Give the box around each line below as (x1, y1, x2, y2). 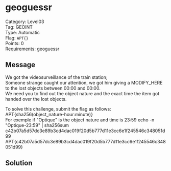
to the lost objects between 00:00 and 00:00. (5, 85, 101, 91)
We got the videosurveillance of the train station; (5, 74, 108, 80)
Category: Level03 (5, 18, 44, 25)
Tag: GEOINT (5, 24, 33, 30)
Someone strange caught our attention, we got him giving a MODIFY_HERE (5, 79, 163, 85)
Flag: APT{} (5, 35, 29, 41)
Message (5, 60, 36, 69)
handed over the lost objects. (5, 96, 67, 102)
